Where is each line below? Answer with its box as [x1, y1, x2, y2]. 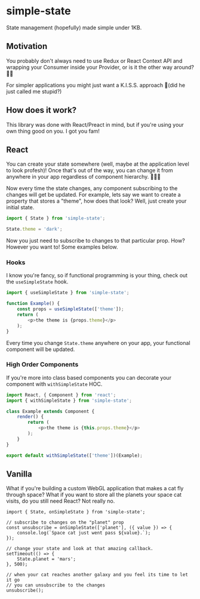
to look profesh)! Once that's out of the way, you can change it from [6, 167, 173, 174]
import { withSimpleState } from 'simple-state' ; [6, 398, 133, 404]
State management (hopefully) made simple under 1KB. [6, 24, 142, 31]
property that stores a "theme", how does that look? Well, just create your [6, 197, 187, 204]
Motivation [6, 41, 48, 51]
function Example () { [6, 301, 60, 307]
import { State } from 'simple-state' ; [6, 215, 106, 222]
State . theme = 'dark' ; [6, 226, 63, 233]
